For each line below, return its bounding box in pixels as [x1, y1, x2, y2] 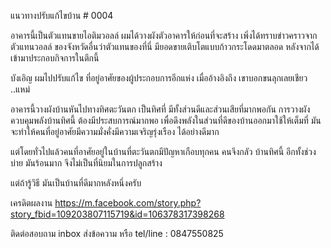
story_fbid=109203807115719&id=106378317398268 [10, 208, 225, 220]
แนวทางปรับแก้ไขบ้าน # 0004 [10, 10, 114, 21]
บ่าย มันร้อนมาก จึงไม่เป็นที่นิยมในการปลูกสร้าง [10, 157, 163, 169]
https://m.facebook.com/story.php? [54, 197, 202, 209]
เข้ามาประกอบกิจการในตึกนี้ [10, 52, 100, 64]
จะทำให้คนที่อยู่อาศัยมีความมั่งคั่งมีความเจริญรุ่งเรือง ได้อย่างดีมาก [10, 126, 220, 137]
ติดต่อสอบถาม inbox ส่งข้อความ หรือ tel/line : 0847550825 [10, 228, 224, 239]
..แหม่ [10, 83, 31, 95]
